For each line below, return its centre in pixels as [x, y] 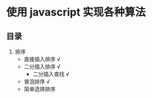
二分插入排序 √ [42, 67]
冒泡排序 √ [37, 82]
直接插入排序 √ [42, 59]
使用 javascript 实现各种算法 [76, 12]
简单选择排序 [39, 89]
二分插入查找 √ [51, 74]
